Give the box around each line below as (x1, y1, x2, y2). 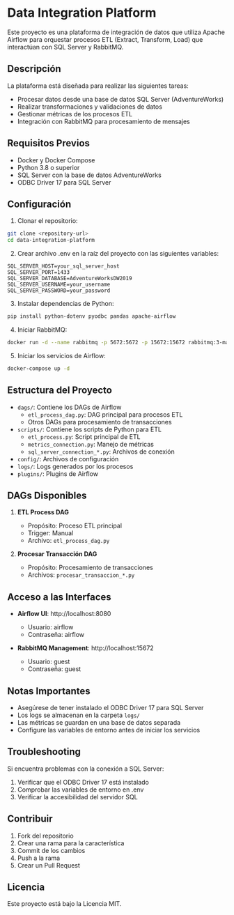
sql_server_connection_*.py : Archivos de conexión (27, 447, 175, 456)
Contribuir (7, 813, 54, 825)
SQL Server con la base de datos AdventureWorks (17, 171, 162, 179)
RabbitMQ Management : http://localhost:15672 (17, 644, 155, 652)
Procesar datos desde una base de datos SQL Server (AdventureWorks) (17, 95, 224, 103)
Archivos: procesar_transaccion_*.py (27, 571, 135, 579)
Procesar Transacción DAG (17, 550, 97, 558)
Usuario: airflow (27, 623, 74, 631)
